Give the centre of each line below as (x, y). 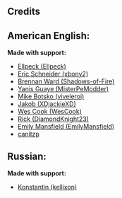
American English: (49, 36)
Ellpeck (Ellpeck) (42, 66)
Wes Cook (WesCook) (50, 112)
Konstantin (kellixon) (47, 187)
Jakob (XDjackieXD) (47, 104)
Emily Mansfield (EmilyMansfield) (66, 127)
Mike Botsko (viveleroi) (51, 97)
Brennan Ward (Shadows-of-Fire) (66, 81)
